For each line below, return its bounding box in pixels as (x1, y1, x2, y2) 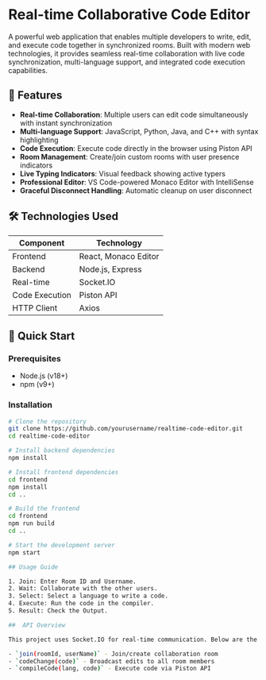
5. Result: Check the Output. (8, 607, 109, 615)
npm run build (8, 520, 56, 527)
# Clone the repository (8, 417, 87, 426)
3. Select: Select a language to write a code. (8, 592, 169, 601)
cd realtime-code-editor (8, 432, 91, 440)
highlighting (19, 135, 59, 145)
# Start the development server (8, 541, 115, 549)
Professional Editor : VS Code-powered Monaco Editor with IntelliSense (19, 177, 254, 187)
